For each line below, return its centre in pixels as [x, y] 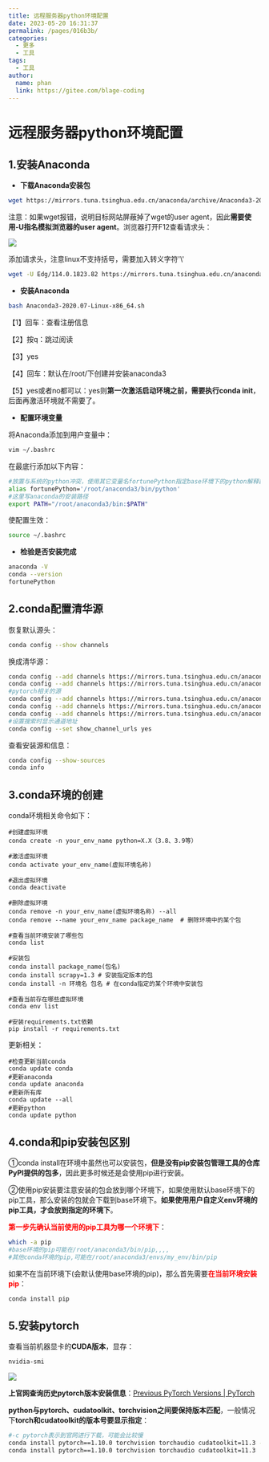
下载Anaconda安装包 [55, 185]
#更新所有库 [25, 1093]
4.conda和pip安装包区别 [69, 1142]
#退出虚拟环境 [28, 881]
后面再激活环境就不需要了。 [54, 401]
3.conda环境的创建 [56, 794]
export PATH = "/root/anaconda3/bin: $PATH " [78, 504]
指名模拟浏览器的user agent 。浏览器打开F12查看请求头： [118, 227]
